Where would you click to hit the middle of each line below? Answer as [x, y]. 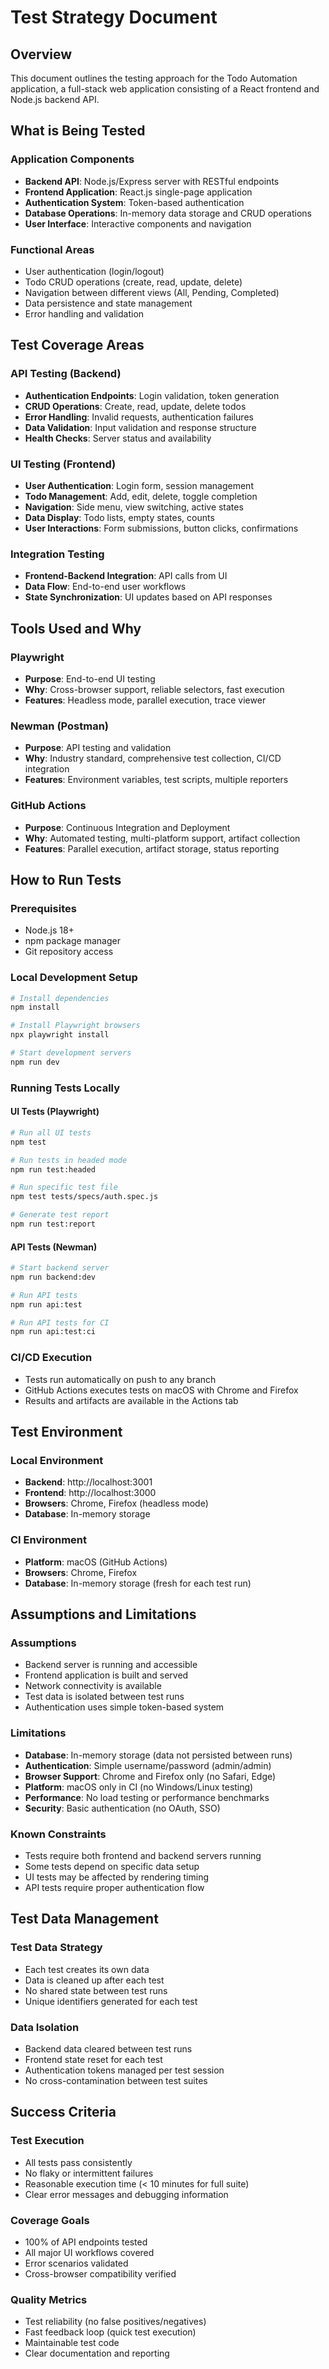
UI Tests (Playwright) [55, 1112]
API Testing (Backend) [66, 374]
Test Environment [66, 1432]
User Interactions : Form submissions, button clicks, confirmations [161, 528]
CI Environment [48, 1540]
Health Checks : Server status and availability [118, 438]
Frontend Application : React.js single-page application [138, 192]
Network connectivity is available [93, 1686]
